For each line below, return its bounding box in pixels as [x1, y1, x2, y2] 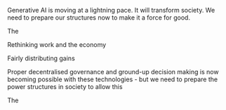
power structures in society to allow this [7, 83, 123, 90]
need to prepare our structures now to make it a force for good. [7, 13, 191, 22]
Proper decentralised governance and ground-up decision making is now [7, 68, 219, 76]
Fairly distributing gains [7, 54, 75, 62]
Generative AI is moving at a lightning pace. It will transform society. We [7, 6, 215, 14]
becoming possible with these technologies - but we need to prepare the [7, 75, 218, 83]
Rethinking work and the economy [7, 41, 107, 48]
